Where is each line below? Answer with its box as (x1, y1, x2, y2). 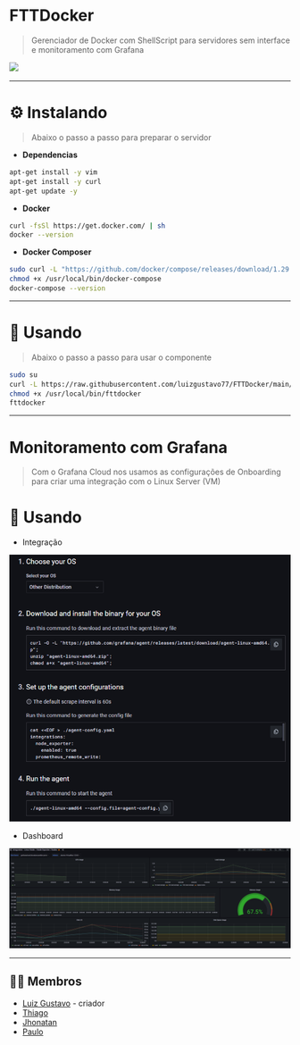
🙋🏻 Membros (9, 974, 82, 990)
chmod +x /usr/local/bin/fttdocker (9, 389, 142, 398)
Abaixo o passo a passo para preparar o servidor (30, 131, 212, 143)
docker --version (9, 230, 74, 239)
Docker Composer (21, 247, 92, 257)
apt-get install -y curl (9, 177, 102, 186)
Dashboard (21, 830, 64, 840)
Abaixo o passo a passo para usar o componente (30, 352, 212, 363)
